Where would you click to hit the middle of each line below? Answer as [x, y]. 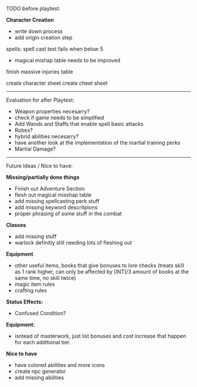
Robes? [24, 130]
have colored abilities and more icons [60, 365]
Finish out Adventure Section [50, 189]
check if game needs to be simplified [59, 118]
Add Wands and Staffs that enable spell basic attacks [79, 124]
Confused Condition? [40, 313]
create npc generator [40, 371]
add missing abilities [39, 378]
